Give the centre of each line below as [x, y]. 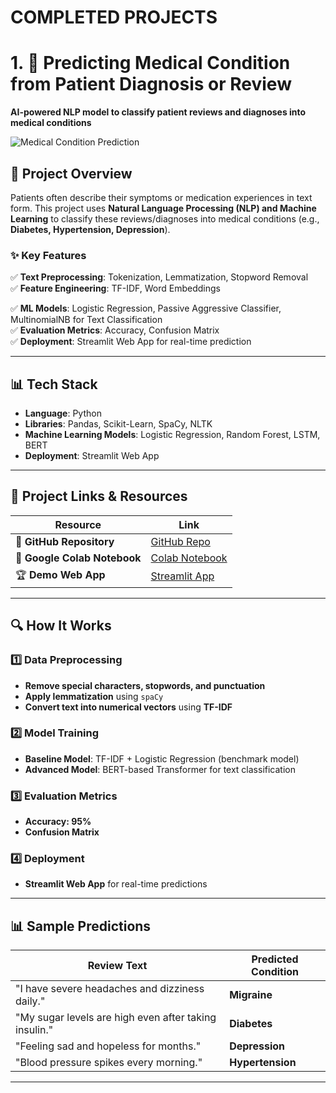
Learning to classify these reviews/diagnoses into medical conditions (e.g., [165, 218]
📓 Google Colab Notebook [78, 558]
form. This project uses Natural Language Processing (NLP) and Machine [163, 208]
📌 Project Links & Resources [99, 496]
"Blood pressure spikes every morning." [109, 1063]
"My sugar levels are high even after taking [116, 1018]
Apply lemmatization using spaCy [94, 696]
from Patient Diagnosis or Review [151, 84]
